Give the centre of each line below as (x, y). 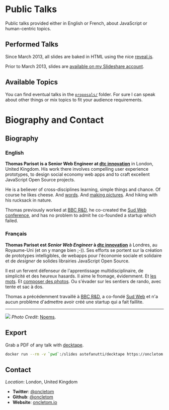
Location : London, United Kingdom (41, 382)
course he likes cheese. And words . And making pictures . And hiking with (81, 195)
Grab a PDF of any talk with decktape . (45, 345)
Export (16, 333)
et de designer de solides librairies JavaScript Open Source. (67, 261)
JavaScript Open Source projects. (40, 180)
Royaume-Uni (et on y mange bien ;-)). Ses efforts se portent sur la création (84, 250)
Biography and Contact (55, 120)
